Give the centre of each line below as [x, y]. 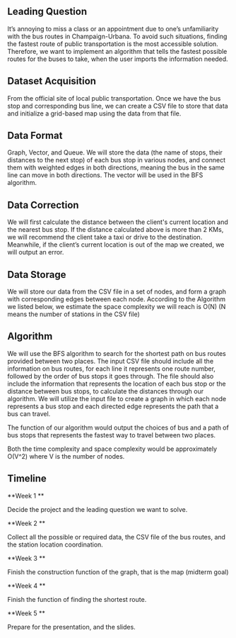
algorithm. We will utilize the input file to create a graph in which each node [117, 398]
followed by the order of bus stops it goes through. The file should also [111, 376]
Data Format [35, 136]
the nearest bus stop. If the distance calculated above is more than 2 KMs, [116, 230]
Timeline [27, 479]
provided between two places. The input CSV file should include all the [111, 361]
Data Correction [43, 205]
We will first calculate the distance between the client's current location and [118, 222]
